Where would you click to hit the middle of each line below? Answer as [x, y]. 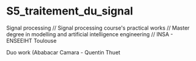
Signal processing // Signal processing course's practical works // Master [98, 28]
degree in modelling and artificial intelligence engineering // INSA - [90, 34]
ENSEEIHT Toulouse [32, 40]
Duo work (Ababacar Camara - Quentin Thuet [63, 52]
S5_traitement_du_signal [70, 11]
